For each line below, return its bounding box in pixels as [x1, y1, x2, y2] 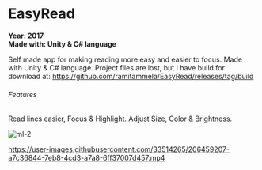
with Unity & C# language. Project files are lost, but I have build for [8, 62, 226, 72]
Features [8, 89, 37, 99]
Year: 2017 [8, 31, 44, 40]
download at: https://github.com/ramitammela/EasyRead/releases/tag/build [8, 71, 254, 81]
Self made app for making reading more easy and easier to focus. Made [8, 55, 243, 64]
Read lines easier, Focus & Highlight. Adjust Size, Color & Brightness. [8, 114, 233, 123]
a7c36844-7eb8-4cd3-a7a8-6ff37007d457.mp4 [8, 153, 165, 163]
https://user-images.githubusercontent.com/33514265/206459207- [8, 145, 230, 154]
